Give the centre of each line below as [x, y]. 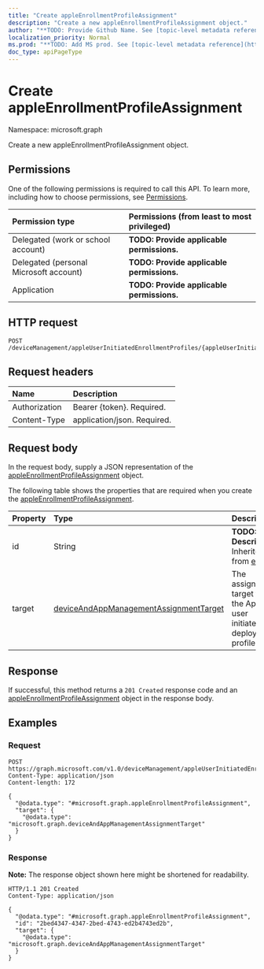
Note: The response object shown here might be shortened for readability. [128, 874]
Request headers [51, 371]
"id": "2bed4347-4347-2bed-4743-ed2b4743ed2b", [95, 923]
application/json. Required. [122, 420]
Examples [33, 723]
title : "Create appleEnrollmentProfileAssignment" [93, 15]
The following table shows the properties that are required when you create [130, 491]
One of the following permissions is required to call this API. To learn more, [129, 188]
